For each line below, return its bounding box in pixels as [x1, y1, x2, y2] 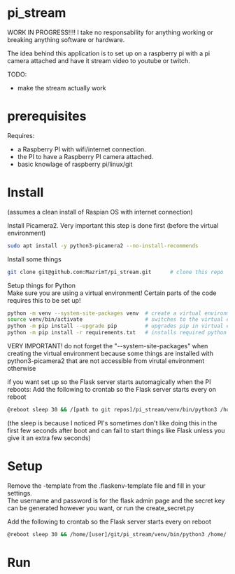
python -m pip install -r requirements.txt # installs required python [7, 329, 227, 336]
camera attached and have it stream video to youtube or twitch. [7, 56, 190, 64]
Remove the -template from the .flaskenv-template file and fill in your [7, 481, 206, 490]
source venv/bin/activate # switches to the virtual [7, 316, 224, 323]
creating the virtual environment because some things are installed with [7, 349, 213, 358]
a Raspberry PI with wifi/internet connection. [17, 145, 147, 153]
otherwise [7, 364, 36, 373]
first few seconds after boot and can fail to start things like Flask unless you [7, 426, 225, 435]
